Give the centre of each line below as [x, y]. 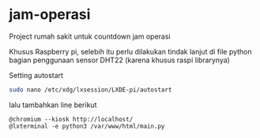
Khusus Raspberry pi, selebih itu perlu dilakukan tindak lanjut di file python [130, 51]
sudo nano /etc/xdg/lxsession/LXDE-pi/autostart [90, 90]
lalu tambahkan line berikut [53, 105]
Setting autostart [36, 75]
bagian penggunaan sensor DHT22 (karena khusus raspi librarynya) [119, 60]
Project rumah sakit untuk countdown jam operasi [90, 36]
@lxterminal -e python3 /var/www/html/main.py [87, 126]
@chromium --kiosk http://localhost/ [71, 119]
